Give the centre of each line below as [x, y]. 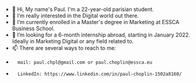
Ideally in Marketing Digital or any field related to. [73, 41]
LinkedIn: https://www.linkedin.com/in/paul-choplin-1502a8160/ [100, 74]
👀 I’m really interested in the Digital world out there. [75, 16]
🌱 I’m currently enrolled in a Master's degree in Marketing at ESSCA [96, 22]
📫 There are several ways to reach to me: [64, 48]
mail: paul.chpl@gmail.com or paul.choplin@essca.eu [85, 63]
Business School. [33, 28]
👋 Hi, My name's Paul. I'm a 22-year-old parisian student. [83, 9]
